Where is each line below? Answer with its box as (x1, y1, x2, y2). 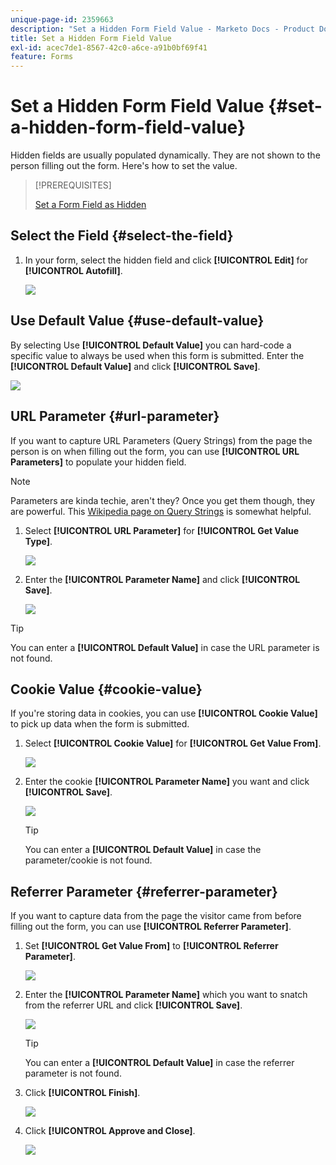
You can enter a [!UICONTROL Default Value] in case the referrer (24, 1057, 295, 1069)
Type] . (24, 535, 53, 547)
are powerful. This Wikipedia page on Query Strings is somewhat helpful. (10, 505, 312, 517)
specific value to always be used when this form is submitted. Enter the (10, 349, 305, 361)
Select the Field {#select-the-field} (10, 227, 234, 245)
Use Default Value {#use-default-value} (10, 312, 265, 330)
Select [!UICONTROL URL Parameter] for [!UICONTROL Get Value (24, 524, 300, 536)
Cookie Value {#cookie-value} (10, 681, 203, 698)
